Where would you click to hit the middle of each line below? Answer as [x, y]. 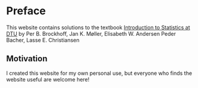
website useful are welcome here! [48, 79]
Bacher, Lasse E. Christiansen [43, 40]
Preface [26, 11]
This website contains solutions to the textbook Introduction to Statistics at [98, 27]
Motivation [27, 59]
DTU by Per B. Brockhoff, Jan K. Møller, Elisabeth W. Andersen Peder [91, 33]
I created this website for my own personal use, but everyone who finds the [99, 73]
